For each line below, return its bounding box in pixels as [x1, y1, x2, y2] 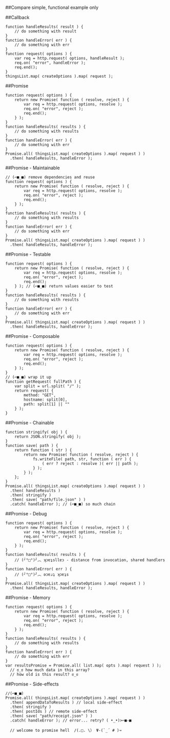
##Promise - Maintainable [5, 165, 60, 171]
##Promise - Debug [5, 511, 47, 516]
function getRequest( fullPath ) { [5, 379, 81, 384]
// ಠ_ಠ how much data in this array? [10, 668, 90, 673]
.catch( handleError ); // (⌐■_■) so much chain [10, 501, 116, 507]
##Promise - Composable [5, 333, 60, 339]
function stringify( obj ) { [5, 429, 68, 435]
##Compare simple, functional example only [5, 5, 99, 10]
